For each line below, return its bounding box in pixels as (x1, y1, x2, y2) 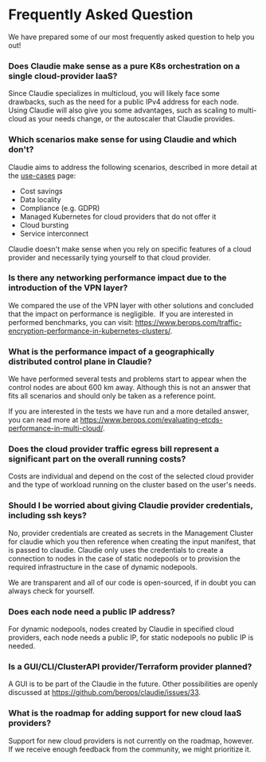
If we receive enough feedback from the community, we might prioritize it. (8, 744, 252, 754)
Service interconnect (19, 228, 89, 238)
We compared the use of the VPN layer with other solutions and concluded (8, 300, 254, 310)
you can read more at (8, 415, 79, 425)
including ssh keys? (8, 510, 88, 521)
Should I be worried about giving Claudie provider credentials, (8, 500, 253, 511)
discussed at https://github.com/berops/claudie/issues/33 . (8, 688, 201, 697)
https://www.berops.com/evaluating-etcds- (80, 415, 223, 425)
